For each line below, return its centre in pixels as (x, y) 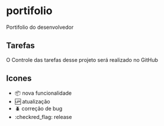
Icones (19, 79)
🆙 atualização (32, 101)
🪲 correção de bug (38, 108)
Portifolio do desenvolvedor (40, 27)
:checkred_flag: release (43, 117)
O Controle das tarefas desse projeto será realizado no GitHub (82, 59)
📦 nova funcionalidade (43, 93)
